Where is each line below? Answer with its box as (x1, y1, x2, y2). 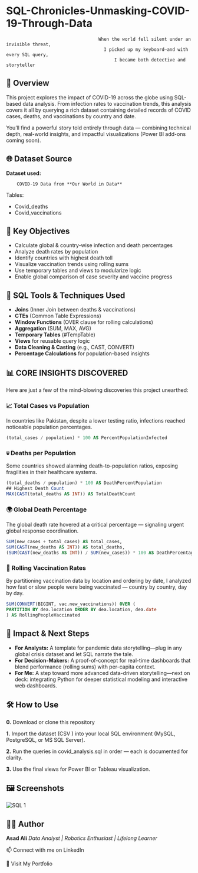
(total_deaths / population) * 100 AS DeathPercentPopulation (6, 480, 162, 486)
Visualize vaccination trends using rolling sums (14, 261, 129, 268)
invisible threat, (6, 41, 51, 47)
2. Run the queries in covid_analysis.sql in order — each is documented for (6, 748, 189, 755)
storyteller (6, 62, 35, 68)
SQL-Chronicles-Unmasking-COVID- (6, 4, 190, 18)
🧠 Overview (6, 78, 49, 88)
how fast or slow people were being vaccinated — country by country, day (6, 583, 187, 590)
